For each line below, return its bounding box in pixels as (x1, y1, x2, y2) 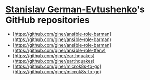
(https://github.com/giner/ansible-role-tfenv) (12, 47, 106, 53)
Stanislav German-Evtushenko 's (5, 4, 145, 15)
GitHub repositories (5, 14, 90, 26)
